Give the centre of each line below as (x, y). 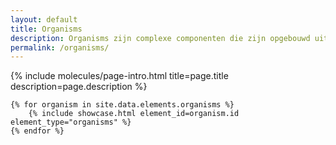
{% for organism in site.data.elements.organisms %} (122, 105)
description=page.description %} (79, 87)
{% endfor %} (37, 131)
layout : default (44, 19)
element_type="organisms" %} (71, 122)
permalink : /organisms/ (60, 47)
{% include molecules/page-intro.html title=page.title (119, 76)
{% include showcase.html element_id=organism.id (134, 114)
